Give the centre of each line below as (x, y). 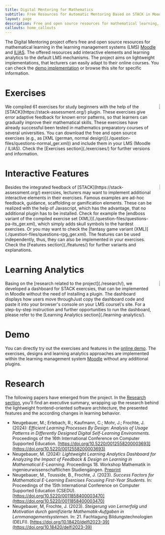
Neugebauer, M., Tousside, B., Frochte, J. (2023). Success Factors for (83, 475)
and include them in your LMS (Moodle (111, 144)
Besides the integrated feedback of (41, 187)
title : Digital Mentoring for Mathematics (49, 10)
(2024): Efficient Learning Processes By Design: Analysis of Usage (80, 428)
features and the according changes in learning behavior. (63, 413)
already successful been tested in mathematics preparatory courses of (77, 128)
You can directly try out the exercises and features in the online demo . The (81, 348)
